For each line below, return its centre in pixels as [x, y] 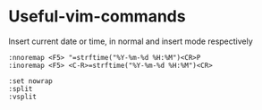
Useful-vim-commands [97, 17]
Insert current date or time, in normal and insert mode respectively [131, 41]
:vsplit [23, 97]
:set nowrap [30, 81]
